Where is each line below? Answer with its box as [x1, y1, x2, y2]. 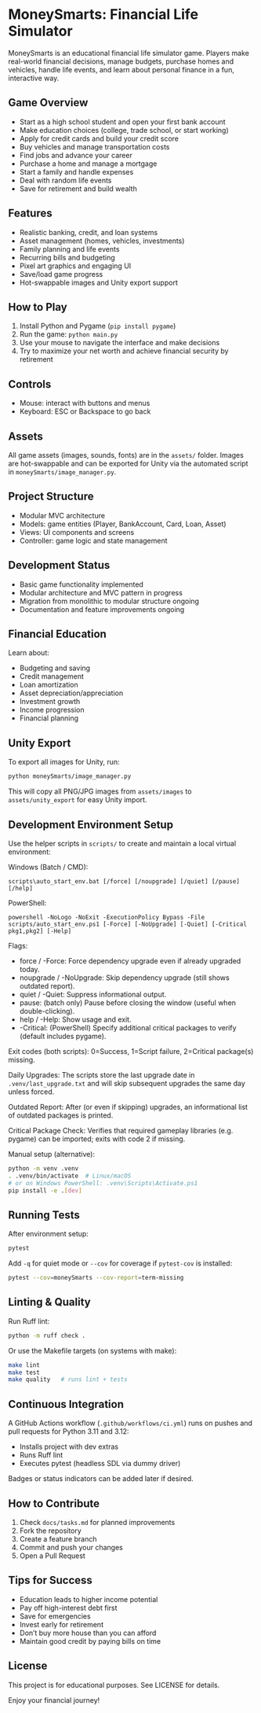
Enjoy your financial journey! [8, 1695, 100, 1704]
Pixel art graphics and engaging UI [19, 261, 132, 271]
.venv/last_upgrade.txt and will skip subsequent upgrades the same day [8, 1078, 245, 1088]
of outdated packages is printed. [8, 1111, 114, 1120]
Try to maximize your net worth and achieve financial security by [19, 346, 229, 355]
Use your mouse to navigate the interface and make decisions [19, 338, 220, 348]
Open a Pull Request [19, 1551, 86, 1560]
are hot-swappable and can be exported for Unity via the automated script [8, 459, 248, 468]
